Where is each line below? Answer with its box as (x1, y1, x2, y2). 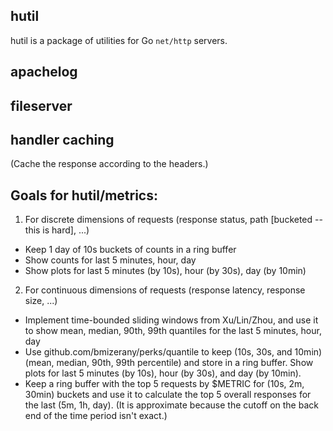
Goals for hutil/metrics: (10, 187, 158, 204)
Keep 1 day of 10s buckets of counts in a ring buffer (24, 244, 237, 256)
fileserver (10, 97, 73, 114)
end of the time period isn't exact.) (24, 410, 168, 422)
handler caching (10, 131, 115, 148)
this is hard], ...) (24, 224, 90, 236)
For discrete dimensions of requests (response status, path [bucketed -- (24, 214, 323, 226)
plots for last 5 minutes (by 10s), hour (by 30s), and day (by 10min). (24, 367, 302, 379)
